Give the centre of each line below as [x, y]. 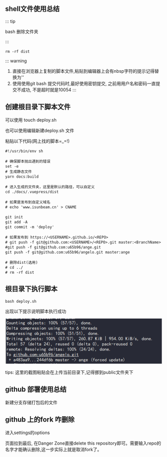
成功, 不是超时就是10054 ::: [49, 90]
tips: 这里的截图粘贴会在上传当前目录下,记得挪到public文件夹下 [69, 372]
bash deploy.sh [21, 302]
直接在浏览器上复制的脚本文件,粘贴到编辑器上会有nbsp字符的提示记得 [83, 71]
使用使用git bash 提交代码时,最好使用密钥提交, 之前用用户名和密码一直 [84, 83]
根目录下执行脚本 [31, 289]
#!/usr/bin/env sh [24, 151]
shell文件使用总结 [32, 9]
